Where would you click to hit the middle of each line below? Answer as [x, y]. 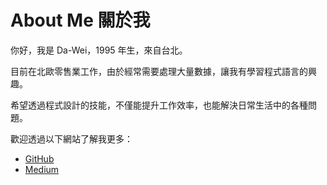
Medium [42, 169]
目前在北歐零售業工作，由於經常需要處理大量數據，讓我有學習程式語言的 [159, 71]
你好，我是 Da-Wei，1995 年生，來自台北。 [99, 50]
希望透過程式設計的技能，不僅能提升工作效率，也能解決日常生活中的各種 [159, 105]
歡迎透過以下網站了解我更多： [71, 138]
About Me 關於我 [80, 20]
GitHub [39, 158]
